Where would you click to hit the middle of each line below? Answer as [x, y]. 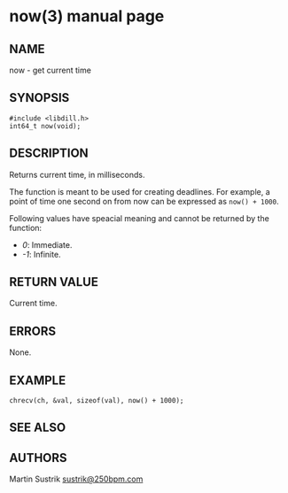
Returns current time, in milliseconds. [77, 174]
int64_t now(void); [45, 126]
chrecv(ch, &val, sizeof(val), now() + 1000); [97, 401]
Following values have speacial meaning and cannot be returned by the [140, 218]
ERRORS [33, 331]
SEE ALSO [38, 428]
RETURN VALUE [54, 282]
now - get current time [50, 70]
